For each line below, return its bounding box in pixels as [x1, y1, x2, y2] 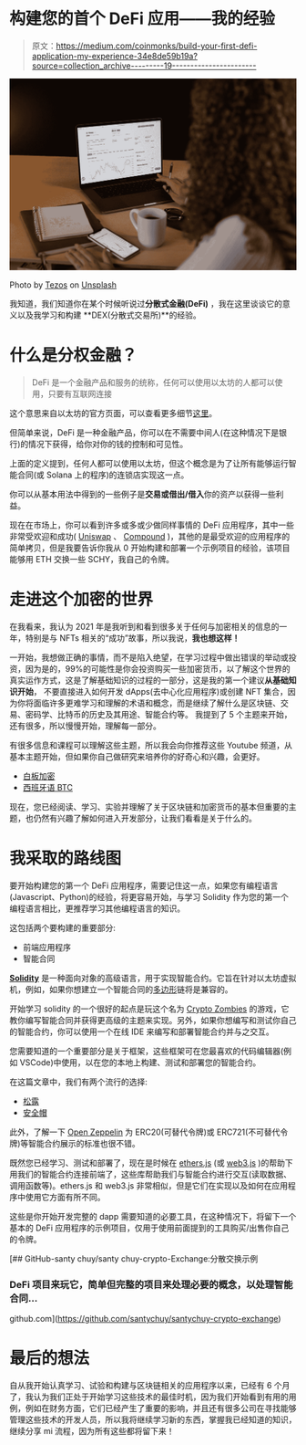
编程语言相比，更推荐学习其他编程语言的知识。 [9, 903, 185, 914]
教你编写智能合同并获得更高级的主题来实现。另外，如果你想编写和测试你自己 [9, 1014, 297, 1025]
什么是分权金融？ [9, 345, 138, 366]
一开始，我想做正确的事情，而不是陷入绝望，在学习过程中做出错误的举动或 [9, 652, 289, 663]
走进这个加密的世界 [9, 590, 154, 610]
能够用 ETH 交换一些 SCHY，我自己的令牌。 [9, 554, 175, 565]
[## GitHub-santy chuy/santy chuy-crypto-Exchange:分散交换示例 [9, 1252, 259, 1264]
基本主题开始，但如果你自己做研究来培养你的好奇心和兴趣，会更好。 [9, 750, 265, 762]
